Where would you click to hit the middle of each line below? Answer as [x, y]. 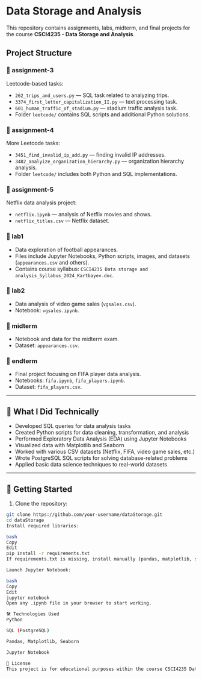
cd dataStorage [25, 520]
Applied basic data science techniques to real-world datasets [91, 465]
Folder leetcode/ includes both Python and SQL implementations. [96, 174]
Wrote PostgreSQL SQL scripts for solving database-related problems [101, 458]
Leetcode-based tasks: [35, 83]
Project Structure [39, 53]
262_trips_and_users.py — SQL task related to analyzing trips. [92, 95]
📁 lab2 [16, 290]
